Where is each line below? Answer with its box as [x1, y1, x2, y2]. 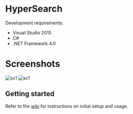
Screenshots [5, 58, 60, 70]
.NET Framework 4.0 [12, 40, 56, 46]
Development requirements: [5, 20, 63, 26]
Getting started [5, 90, 55, 98]
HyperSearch [5, 3, 62, 15]
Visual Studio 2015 [12, 29, 52, 35]
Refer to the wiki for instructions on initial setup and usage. [5, 103, 128, 109]
